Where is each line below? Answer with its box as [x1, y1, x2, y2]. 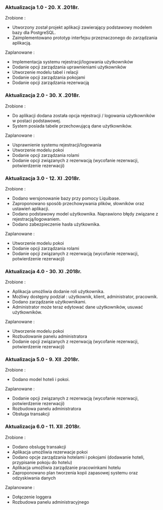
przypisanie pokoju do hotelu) [12, 459, 72, 465]
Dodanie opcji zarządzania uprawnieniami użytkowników [12, 64, 126, 70]
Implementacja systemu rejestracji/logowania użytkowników [12, 59, 133, 65]
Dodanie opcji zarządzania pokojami [12, 75, 85, 81]
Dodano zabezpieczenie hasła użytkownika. [12, 221, 101, 227]
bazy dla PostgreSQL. [12, 30, 56, 36]
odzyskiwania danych [12, 475, 56, 481]
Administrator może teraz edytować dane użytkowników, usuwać [12, 304, 143, 310]
